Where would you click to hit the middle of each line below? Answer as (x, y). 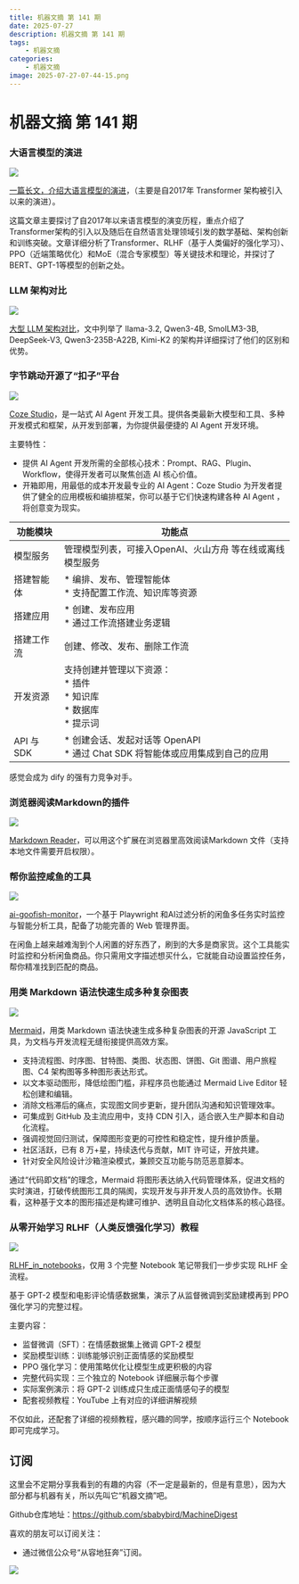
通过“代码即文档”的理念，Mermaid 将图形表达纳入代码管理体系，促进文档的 (147, 1180)
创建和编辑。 (53, 1093)
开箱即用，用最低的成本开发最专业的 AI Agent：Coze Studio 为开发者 (148, 485)
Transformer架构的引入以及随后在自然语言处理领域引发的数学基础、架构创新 (149, 232)
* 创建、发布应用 (99, 610)
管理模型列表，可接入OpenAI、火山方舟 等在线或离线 (174, 549)
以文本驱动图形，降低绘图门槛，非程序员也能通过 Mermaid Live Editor (149, 1082)
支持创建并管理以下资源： (117, 669)
